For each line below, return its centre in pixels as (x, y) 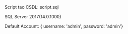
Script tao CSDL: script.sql (32, 7)
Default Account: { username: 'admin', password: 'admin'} (64, 26)
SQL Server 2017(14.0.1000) (33, 17)
